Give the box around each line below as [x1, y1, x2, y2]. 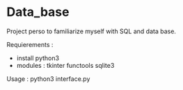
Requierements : [6, 40, 54, 48]
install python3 [16, 53, 60, 62]
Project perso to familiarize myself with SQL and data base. [6, 27, 177, 35]
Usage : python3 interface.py [6, 74, 90, 83]
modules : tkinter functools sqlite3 [16, 61, 115, 69]
